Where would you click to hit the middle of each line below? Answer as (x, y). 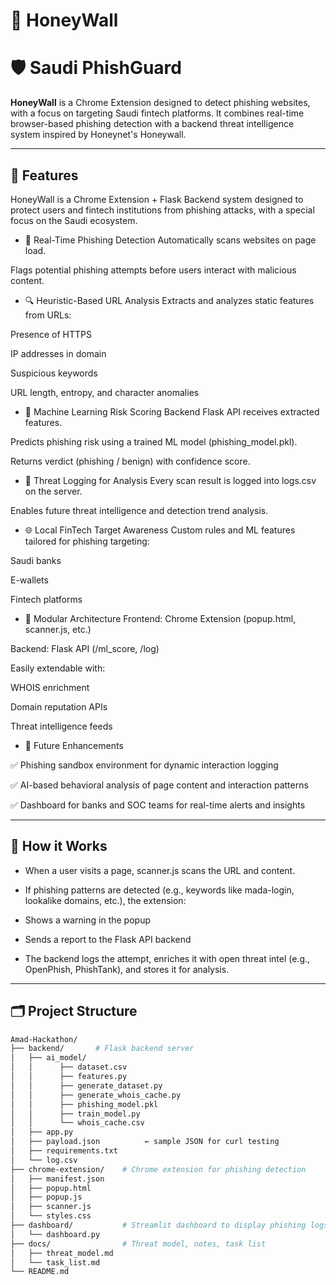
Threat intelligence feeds (61, 726)
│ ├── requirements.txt (64, 1151)
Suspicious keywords (54, 373)
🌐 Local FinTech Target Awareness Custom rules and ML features (160, 530)
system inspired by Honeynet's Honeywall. (98, 135)
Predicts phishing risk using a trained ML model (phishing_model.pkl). (154, 441)
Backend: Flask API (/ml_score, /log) (85, 648)
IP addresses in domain (58, 353)
